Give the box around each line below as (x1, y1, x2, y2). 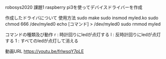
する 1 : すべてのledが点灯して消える (5, 38, 79, 44)
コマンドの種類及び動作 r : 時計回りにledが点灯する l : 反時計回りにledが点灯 (5, 32, 161, 37)
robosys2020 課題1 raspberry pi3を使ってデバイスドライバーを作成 (5, 4, 143, 10)
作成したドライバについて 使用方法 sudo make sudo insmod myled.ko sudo (5, 15, 159, 21)
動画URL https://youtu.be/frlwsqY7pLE (5, 49, 84, 54)
